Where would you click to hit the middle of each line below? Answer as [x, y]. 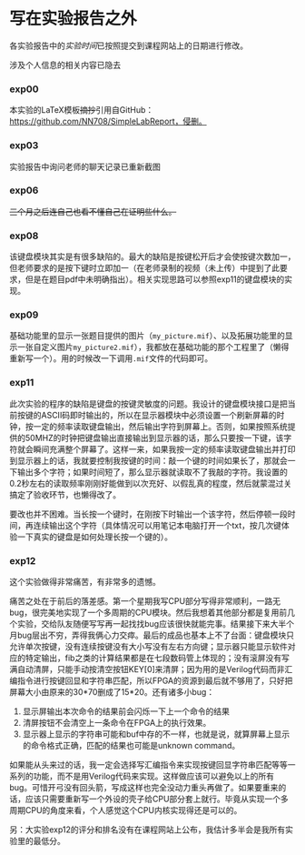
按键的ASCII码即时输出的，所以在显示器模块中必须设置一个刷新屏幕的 [147, 415]
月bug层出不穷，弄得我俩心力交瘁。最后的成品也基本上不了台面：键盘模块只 [152, 635]
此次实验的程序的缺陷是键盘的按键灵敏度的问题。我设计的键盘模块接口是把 [148, 403]
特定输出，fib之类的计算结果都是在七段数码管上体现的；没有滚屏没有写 [157, 658]
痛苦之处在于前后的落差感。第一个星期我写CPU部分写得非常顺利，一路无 [145, 601]
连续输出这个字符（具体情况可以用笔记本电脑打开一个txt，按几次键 [157, 525]
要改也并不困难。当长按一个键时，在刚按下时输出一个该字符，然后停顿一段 [148, 514]
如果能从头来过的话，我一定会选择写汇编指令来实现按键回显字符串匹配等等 [148, 765]
